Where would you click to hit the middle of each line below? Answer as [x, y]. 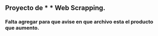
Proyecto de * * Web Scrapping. [55, 8]
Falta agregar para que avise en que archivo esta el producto [79, 22]
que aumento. [22, 28]
